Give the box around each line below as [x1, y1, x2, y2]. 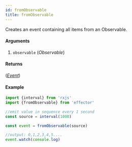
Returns [5, 61, 23, 67]
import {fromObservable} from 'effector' [5, 100, 95, 105]
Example [5, 84, 24, 90]
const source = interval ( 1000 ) [5, 114, 72, 119]
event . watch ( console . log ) [5, 137, 60, 142]
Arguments [5, 38, 30, 44]
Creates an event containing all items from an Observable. [5, 26, 127, 32]
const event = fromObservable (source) [5, 123, 88, 128]
